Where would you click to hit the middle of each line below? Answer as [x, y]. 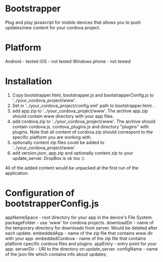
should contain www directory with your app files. [63, 116]
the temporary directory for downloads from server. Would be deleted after [81, 228]
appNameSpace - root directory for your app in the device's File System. [79, 217]
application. [17, 173]
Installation [29, 81]
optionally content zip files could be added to [58, 142]
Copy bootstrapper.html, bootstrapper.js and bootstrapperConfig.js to [83, 95]
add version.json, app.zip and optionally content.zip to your [73, 153]
